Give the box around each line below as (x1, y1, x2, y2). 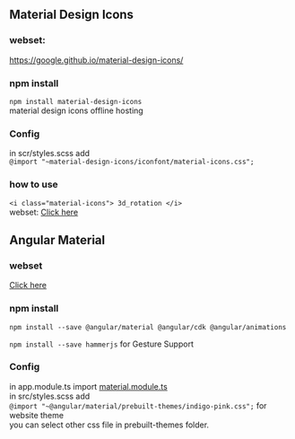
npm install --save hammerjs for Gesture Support (9, 338, 195, 349)
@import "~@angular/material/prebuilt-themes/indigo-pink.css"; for (9, 399, 267, 411)
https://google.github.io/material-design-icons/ (9, 54, 184, 66)
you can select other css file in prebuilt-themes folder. (9, 419, 209, 430)
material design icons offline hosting (9, 105, 143, 116)
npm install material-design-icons (9, 97, 143, 106)
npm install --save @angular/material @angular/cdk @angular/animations (9, 322, 287, 331)
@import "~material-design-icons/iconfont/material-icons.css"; (9, 157, 255, 167)
